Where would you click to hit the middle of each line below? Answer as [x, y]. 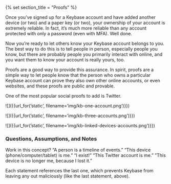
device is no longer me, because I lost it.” [49, 161]
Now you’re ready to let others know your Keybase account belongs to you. [85, 43]
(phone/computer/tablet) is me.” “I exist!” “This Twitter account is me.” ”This [86, 155]
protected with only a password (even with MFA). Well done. [69, 33]
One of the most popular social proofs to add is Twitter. [63, 96]
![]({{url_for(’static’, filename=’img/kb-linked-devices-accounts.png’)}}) [80, 125]
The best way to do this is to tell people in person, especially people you [81, 49]
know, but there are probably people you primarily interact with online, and [84, 54]
